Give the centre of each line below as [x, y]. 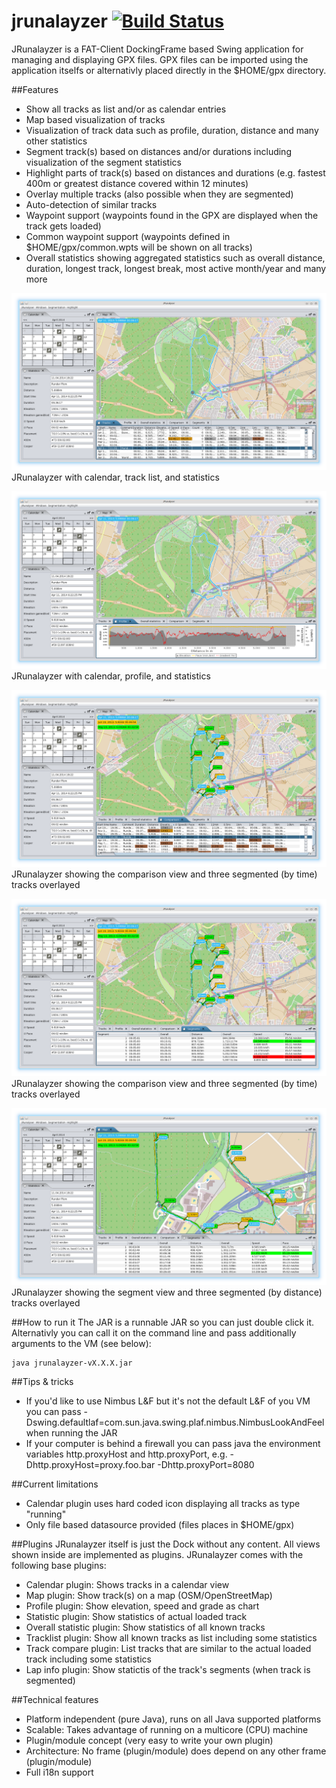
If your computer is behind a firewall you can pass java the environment [173, 1444]
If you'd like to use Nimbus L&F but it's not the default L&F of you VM [168, 1401]
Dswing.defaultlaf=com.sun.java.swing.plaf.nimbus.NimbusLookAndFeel [175, 1422]
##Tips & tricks [42, 1382]
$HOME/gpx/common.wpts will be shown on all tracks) [139, 247]
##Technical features [55, 1700]
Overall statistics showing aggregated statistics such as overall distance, [175, 257]
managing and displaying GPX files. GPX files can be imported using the [160, 59]
